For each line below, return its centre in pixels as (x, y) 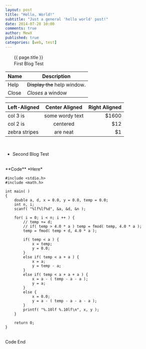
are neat (64, 132)
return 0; (24, 323)
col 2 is (16, 124)
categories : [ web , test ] (31, 43)
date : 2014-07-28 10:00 (30, 24)
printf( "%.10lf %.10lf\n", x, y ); (61, 309)
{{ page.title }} (28, 57)
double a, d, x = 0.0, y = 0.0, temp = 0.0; (61, 200)
